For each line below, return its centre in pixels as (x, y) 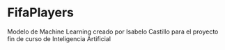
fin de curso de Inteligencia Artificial (59, 38)
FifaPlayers (41, 13)
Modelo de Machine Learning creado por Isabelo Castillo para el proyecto (113, 32)
